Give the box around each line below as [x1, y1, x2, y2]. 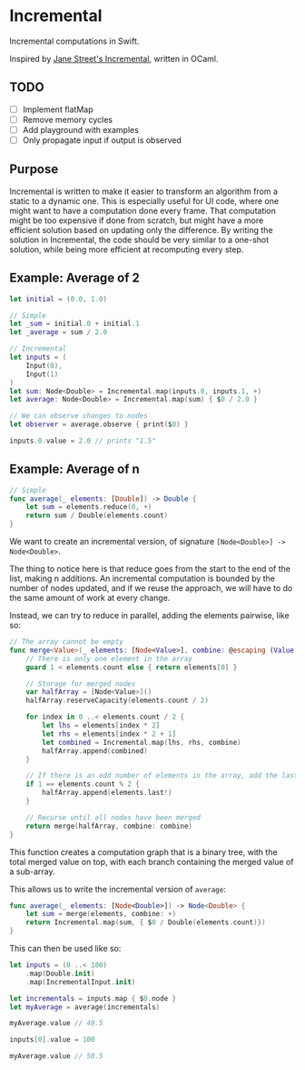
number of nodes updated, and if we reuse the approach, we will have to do [9, 583, 293, 594]
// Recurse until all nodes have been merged [25, 812, 202, 822]
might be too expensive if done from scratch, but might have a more [9, 215, 264, 226]
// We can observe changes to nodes [9, 412, 148, 421]
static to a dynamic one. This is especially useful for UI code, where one [9, 195, 280, 206]
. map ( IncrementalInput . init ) [25, 977, 136, 986]
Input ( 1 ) [25, 370, 59, 379]
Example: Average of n [9, 462, 141, 477]
